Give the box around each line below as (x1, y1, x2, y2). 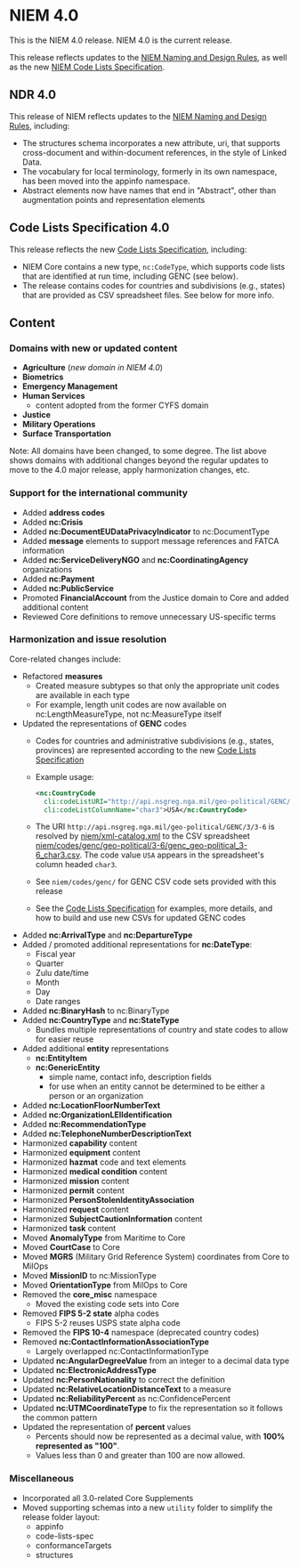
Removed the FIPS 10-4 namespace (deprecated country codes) (21, 1327, 260, 1338)
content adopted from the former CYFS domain (35, 400, 209, 410)
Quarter (35, 958, 64, 969)
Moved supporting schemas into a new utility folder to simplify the (21, 1502, 273, 1513)
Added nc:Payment (21, 573, 95, 584)
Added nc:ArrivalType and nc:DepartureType (21, 930, 193, 940)
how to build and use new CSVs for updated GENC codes (35, 913, 246, 923)
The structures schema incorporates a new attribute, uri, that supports (21, 137, 281, 148)
